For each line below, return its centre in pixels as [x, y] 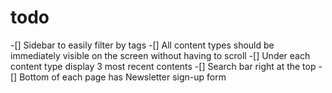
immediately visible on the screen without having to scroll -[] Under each [160, 55]
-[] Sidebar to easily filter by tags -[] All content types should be [142, 45]
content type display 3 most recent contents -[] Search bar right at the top [163, 66]
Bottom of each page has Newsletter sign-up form [123, 77]
